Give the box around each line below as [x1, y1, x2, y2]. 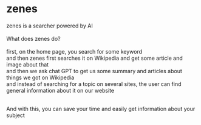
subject [6, 112, 26, 119]
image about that [6, 60, 49, 68]
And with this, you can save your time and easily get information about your [6, 105, 196, 112]
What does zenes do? [6, 35, 61, 42]
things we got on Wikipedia [6, 74, 75, 81]
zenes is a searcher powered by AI [6, 22, 93, 29]
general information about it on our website [6, 87, 114, 94]
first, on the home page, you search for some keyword [6, 48, 143, 55]
